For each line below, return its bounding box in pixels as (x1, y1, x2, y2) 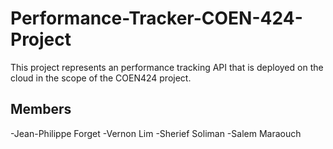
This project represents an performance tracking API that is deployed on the (10, 61, 324, 73)
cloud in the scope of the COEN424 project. (10, 72, 192, 84)
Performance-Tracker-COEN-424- (10, 7, 303, 30)
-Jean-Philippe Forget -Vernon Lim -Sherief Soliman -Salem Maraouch (10, 127, 302, 139)
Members (10, 101, 72, 118)
